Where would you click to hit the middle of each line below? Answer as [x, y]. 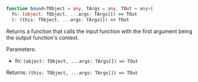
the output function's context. [43, 37]
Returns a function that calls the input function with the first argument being [99, 31]
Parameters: [21, 49]
